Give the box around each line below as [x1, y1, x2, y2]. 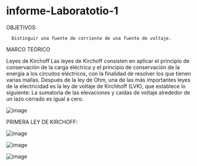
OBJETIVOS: [6, 24, 37, 31]
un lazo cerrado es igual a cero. [6, 95, 84, 102]
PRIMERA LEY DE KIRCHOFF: [6, 118, 78, 126]
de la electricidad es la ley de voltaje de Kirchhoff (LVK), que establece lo [6, 82, 186, 90]
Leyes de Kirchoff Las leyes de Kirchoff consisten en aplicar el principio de [6, 57, 190, 64]
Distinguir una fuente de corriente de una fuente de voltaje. [11, 35, 171, 41]
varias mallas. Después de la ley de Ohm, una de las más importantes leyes [6, 76, 190, 83]
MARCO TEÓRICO [6, 46, 51, 53]
